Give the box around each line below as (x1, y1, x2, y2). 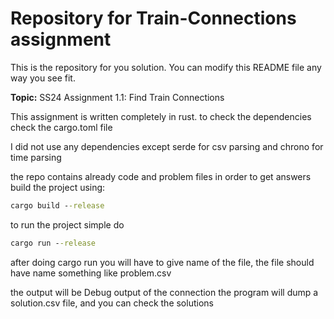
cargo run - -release (10, 238, 97, 248)
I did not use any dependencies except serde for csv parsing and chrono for (10, 140, 324, 152)
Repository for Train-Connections (10, 7, 297, 30)
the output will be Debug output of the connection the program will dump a (10, 286, 319, 298)
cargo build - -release (10, 200, 105, 211)
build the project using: (10, 181, 106, 193)
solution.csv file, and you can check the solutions (10, 297, 214, 309)
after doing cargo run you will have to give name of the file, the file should (10, 256, 315, 268)
